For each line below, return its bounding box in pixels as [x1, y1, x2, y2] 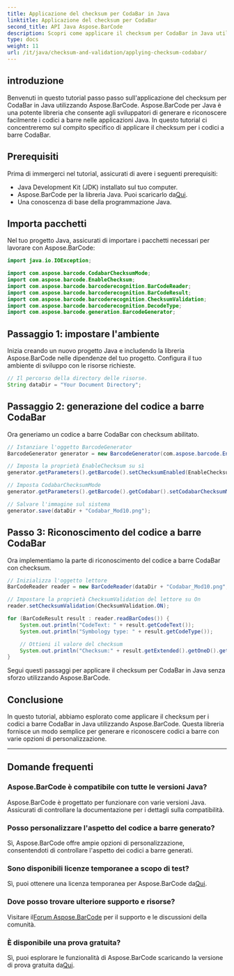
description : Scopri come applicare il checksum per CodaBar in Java [7, 29, 214, 37]
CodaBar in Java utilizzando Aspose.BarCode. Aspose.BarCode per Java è [7, 100, 221, 109]
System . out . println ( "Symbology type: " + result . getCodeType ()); [19, 628, 214, 635]
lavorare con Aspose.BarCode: [7, 243, 95, 252]
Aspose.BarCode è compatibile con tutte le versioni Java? [7, 782, 208, 792]
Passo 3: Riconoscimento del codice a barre [7, 527, 202, 539]
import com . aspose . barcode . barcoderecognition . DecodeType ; [7, 302, 182, 309]
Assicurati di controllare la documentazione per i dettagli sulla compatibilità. [7, 805, 225, 813]
